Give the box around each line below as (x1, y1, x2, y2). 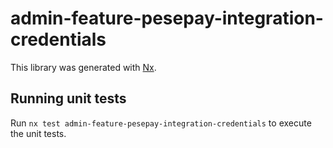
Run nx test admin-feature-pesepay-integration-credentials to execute (10, 117, 312, 129)
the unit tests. (10, 127, 67, 139)
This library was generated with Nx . (10, 61, 157, 73)
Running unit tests (10, 90, 127, 107)
